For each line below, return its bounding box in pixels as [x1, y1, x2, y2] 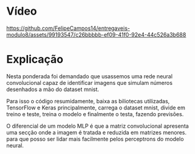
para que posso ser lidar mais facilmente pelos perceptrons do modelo [6, 135, 184, 142]
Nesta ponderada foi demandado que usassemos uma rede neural [6, 72, 172, 80]
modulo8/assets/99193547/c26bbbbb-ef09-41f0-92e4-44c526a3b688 [6, 31, 186, 38]
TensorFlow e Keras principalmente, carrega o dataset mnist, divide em [6, 104, 186, 111]
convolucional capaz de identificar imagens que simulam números [6, 79, 172, 86]
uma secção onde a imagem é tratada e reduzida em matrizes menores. [6, 128, 187, 136]
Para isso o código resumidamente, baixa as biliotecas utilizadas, [6, 97, 170, 105]
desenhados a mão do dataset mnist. [6, 86, 99, 93]
